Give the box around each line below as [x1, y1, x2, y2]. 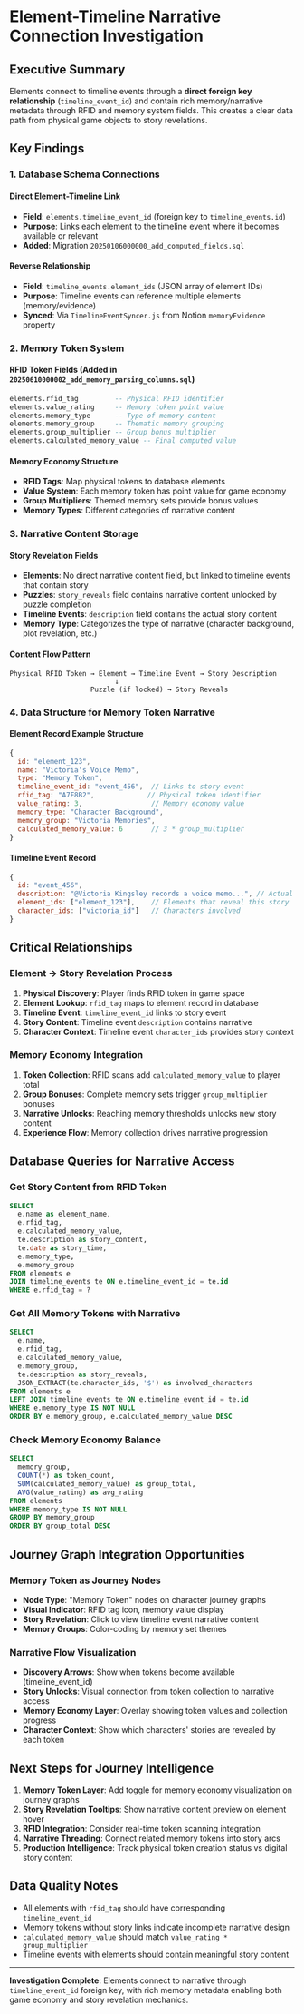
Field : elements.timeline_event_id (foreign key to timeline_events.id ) [22, 210, 287, 221]
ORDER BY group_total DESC [9, 1521, 111, 1530]
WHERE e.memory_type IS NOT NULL [9, 1403, 136, 1413]
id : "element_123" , [17, 757, 91, 766]
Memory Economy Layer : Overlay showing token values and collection [22, 1706, 288, 1716]
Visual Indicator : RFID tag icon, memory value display [22, 1604, 224, 1615]
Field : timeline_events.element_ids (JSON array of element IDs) [22, 280, 264, 291]
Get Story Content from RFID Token [9, 1181, 167, 1194]
